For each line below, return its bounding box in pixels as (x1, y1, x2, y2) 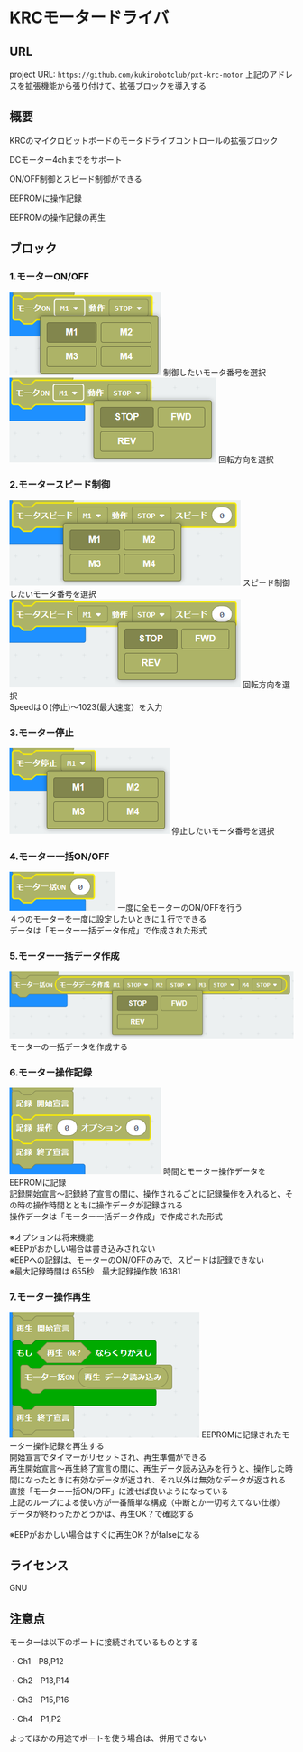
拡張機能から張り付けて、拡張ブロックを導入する (24, 80, 207, 90)
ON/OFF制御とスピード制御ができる (9, 173, 142, 185)
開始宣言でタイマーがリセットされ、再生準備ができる (9, 1452, 207, 1463)
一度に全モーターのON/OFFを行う (116, 903, 243, 914)
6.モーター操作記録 (9, 1065, 93, 1078)
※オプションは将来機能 (9, 1232, 94, 1243)
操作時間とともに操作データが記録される (32, 1199, 183, 1211)
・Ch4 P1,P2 (9, 1714, 61, 1725)
